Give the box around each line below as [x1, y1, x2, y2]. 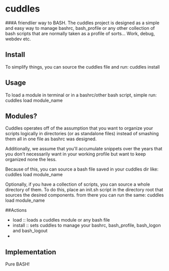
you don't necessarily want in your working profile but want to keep [5, 151, 146, 157]
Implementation [5, 248, 57, 256]
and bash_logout [12, 228, 48, 234]
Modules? [5, 112, 37, 120]
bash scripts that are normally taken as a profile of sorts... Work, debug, [5, 30, 155, 36]
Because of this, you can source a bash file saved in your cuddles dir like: [5, 166, 159, 172]
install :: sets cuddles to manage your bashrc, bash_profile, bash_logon [12, 223, 161, 229]
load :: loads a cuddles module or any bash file [12, 217, 110, 223]
